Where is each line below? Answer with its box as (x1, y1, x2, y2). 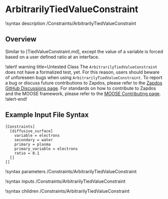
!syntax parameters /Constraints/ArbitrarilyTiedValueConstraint (5, 168, 137, 174)
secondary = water (14, 137, 53, 142)
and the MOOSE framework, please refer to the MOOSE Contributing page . (5, 90, 161, 97)
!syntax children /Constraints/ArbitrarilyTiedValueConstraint (5, 188, 130, 194)
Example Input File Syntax (5, 110, 89, 120)
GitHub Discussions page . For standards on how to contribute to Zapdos (5, 85, 156, 91)
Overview (5, 35, 37, 44)
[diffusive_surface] (10, 128, 53, 134)
